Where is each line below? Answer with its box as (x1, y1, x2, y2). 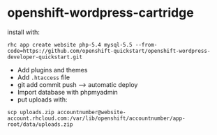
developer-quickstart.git (7, 54, 82, 61)
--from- (135, 41, 158, 48)
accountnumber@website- (57, 109, 127, 116)
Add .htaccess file (17, 73, 70, 81)
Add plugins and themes (17, 65, 88, 74)
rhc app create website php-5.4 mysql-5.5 (7, 41, 133, 48)
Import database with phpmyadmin (17, 88, 119, 96)
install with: (7, 28, 40, 36)
